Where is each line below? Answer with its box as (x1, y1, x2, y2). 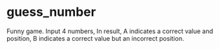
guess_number (6, 4, 96, 20)
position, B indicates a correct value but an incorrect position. (6, 34, 184, 42)
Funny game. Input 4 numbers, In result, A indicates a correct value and (6, 27, 214, 35)
